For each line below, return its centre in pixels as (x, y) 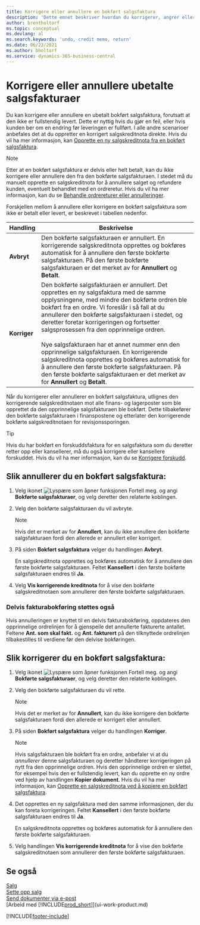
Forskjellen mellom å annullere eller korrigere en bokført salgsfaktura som (97, 206)
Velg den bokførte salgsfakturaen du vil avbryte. (74, 508)
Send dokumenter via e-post (41, 898)
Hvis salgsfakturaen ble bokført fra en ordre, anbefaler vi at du (91, 754)
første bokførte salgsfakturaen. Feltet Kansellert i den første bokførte (100, 568)
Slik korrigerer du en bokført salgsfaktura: (86, 658)
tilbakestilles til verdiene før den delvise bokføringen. (71, 639)
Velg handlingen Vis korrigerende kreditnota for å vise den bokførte (99, 846)
